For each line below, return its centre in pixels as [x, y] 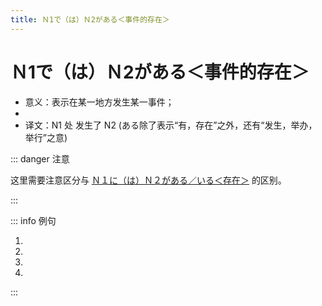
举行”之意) [46, 137]
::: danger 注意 [40, 158]
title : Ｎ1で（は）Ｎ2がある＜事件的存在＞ [90, 19]
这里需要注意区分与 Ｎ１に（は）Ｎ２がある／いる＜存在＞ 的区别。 [148, 180]
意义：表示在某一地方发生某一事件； [99, 102]
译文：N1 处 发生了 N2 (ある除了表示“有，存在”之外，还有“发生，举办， [171, 125]
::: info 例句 [33, 220]
